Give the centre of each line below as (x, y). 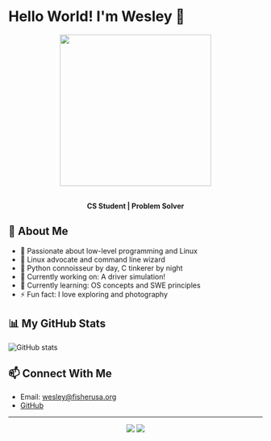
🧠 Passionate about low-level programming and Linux (108, 250)
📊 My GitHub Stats (57, 323)
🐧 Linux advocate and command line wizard (92, 259)
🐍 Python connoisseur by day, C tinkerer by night (101, 268)
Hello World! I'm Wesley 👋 (97, 17)
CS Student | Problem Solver (135, 206)
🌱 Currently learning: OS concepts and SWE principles (110, 285)
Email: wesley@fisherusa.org (68, 397)
